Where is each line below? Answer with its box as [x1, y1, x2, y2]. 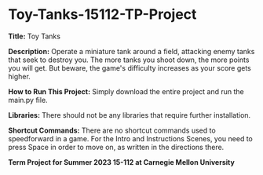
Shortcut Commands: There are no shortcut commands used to [8, 126, 216, 135]
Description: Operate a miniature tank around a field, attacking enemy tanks [8, 46, 255, 56]
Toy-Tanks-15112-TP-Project [8, 5, 197, 24]
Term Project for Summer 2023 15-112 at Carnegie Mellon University [8, 157, 236, 166]
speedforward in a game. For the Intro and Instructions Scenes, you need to [8, 133, 254, 143]
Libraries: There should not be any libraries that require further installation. [8, 110, 251, 119]
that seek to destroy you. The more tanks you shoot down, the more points [8, 55, 250, 64]
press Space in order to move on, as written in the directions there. [8, 142, 225, 151]
